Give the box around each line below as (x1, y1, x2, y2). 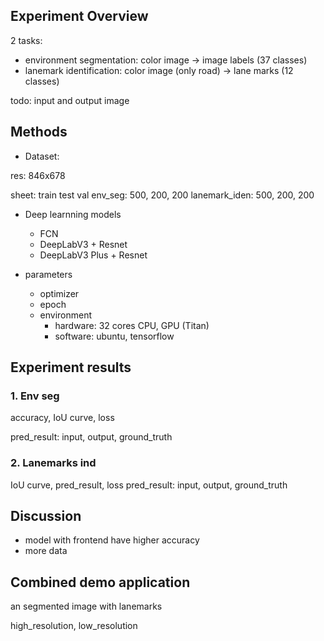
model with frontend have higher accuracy (24, 534, 200, 546)
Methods (10, 124, 68, 141)
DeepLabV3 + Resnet (39, 238, 128, 250)
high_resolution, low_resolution (10, 620, 138, 632)
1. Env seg (10, 389, 60, 403)
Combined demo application (10, 574, 191, 591)
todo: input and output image (10, 94, 130, 106)
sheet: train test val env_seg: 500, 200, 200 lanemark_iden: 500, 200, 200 (10, 189, 315, 201)
